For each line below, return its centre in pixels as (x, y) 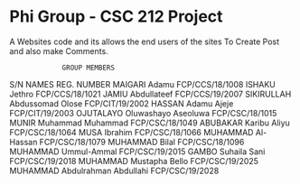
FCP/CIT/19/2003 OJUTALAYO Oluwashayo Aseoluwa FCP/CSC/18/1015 (143, 113)
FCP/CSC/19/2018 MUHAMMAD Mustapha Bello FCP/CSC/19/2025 (134, 161)
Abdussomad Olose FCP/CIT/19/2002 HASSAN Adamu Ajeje (122, 103)
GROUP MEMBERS (89, 68)
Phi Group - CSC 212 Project (116, 17)
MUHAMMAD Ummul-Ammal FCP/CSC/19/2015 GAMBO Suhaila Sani (137, 152)
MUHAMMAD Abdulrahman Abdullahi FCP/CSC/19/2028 (114, 170)
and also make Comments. (59, 51)
